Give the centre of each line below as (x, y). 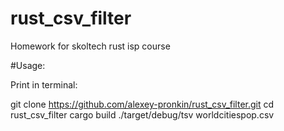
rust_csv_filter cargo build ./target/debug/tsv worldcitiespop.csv (142, 114)
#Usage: (28, 65)
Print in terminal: (44, 84)
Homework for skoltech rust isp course (90, 46)
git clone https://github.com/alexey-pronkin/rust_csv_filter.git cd (142, 104)
